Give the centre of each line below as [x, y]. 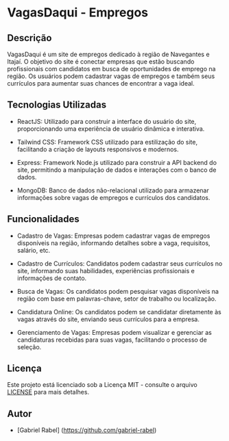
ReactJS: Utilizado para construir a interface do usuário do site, [107, 121]
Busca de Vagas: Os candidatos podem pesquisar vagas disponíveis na [118, 291]
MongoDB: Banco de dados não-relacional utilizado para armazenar [113, 190]
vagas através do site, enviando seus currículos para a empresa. [108, 319]
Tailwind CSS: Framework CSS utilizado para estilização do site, [107, 142]
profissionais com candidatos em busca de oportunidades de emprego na [111, 69]
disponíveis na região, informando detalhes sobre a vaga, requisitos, [113, 243]
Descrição [29, 38]
